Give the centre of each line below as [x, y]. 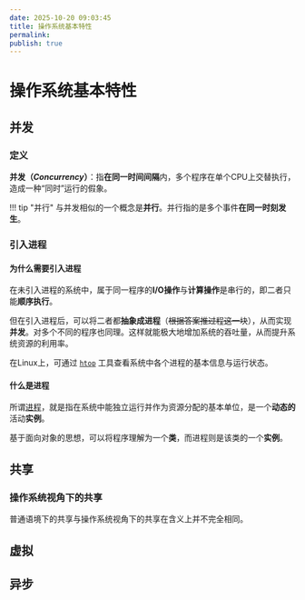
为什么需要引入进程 [45, 268]
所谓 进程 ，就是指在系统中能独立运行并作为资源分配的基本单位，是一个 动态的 [152, 407]
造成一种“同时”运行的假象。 [61, 188]
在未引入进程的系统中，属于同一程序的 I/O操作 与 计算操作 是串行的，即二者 [147, 290]
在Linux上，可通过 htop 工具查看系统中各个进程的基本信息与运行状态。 [142, 363]
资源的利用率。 [45, 344]
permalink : [30, 35]
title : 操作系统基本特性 [51, 26]
